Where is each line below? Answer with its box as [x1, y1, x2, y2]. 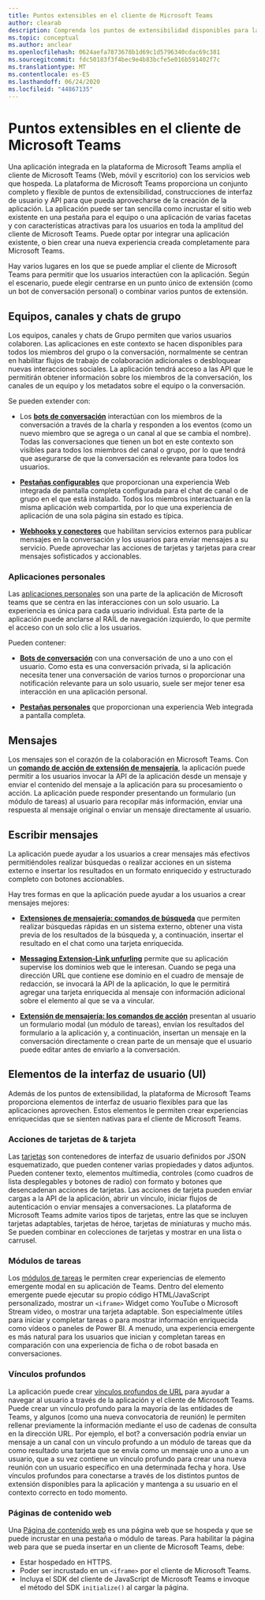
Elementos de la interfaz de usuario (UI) [8, 1068, 207, 1081]
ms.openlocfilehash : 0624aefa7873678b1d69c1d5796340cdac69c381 [8, 48, 221, 56]
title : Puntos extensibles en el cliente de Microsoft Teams [8, 11, 214, 20]
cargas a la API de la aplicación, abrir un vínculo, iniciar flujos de [8, 1193, 218, 1203]
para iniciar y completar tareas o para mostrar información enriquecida [8, 1315, 238, 1325]
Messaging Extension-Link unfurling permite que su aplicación [19, 954, 229, 963]
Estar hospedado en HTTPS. [19, 1557, 113, 1567]
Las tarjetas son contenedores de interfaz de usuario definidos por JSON [8, 1152, 246, 1161]
